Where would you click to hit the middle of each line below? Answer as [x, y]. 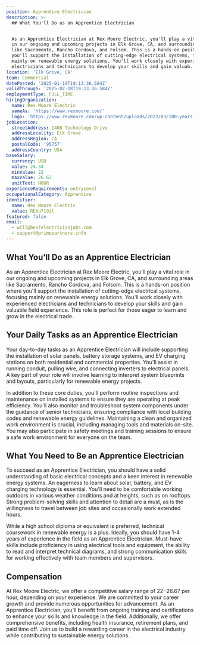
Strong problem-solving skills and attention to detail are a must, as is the [95, 502]
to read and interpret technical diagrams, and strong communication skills [97, 552]
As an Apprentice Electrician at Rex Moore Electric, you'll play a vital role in [98, 272]
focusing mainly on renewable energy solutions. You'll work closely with [94, 297]
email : [14, 222]
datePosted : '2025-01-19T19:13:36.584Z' [57, 83]
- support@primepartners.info [49, 234]
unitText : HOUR [30, 183]
